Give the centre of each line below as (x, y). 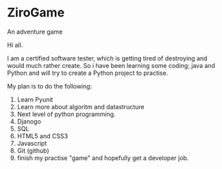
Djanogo (29, 121)
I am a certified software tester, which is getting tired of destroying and (107, 58)
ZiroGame (36, 13)
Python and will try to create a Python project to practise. (88, 73)
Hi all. (15, 45)
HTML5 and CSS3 (42, 136)
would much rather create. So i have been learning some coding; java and (111, 65)
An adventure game (35, 32)
